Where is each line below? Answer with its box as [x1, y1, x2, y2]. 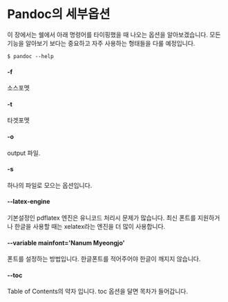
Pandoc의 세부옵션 [7, 6, 111, 22]
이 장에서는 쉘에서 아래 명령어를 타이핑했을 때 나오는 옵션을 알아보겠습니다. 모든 [7, 30, 221, 39]
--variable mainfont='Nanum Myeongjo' [7, 238, 125, 247]
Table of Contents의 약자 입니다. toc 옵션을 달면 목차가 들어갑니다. [7, 287, 189, 296]
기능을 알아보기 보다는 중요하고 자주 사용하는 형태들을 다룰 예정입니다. [7, 39, 196, 47]
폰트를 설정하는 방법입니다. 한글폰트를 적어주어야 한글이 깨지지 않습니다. [7, 255, 201, 263]
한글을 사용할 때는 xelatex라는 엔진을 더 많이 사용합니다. [14, 222, 166, 230]
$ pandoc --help [7, 53, 54, 59]
